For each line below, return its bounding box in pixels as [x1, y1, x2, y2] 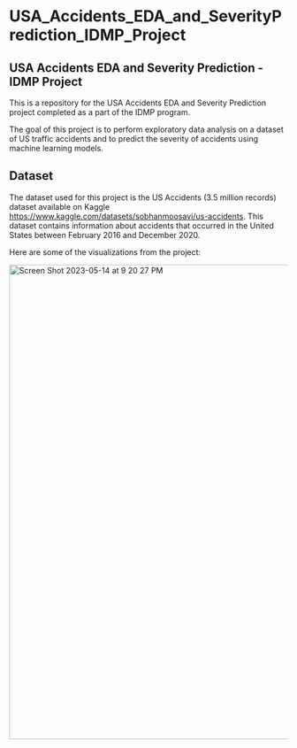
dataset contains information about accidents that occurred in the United [9, 220, 274, 231]
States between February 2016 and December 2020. [9, 229, 201, 240]
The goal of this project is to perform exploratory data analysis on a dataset [9, 124, 285, 135]
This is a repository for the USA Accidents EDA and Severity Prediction [9, 97, 267, 108]
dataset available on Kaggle [9, 201, 110, 212]
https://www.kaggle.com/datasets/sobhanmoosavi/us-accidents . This [9, 211, 263, 221]
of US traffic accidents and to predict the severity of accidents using [9, 134, 259, 143]
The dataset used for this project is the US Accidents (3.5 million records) [9, 192, 277, 203]
